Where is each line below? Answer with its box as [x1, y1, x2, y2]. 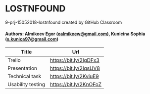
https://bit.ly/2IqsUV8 [50, 65, 100, 72]
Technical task [7, 73, 42, 80]
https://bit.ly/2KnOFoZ [50, 81, 102, 88]
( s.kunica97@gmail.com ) [5, 36, 58, 42]
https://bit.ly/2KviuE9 [50, 73, 99, 80]
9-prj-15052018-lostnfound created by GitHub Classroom [5, 19, 122, 25]
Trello [7, 57, 21, 64]
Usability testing [7, 81, 46, 88]
